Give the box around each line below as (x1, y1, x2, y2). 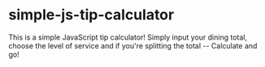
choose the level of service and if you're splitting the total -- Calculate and (8, 40, 258, 50)
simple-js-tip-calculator (8, 6, 175, 24)
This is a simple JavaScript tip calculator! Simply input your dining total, (8, 32, 248, 42)
